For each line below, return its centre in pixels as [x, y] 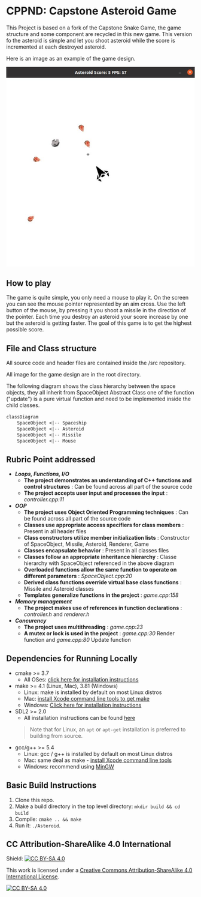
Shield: [15, 859]
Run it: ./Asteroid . [38, 825]
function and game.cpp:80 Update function [77, 640]
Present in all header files [55, 531]
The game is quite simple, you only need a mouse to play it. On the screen [98, 298]
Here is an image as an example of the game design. [71, 58]
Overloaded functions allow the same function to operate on [100, 570]
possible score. [25, 330]
